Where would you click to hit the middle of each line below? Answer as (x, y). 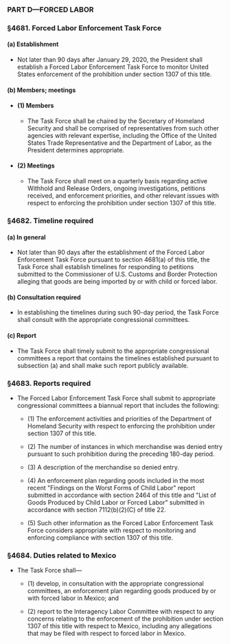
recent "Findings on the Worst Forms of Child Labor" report (111, 487)
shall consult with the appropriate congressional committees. (103, 320)
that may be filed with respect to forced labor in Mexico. (106, 634)
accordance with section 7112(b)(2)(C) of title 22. (96, 509)
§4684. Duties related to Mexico (62, 555)
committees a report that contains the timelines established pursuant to (118, 358)
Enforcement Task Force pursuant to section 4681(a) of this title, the (113, 260)
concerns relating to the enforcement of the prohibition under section (125, 619)
